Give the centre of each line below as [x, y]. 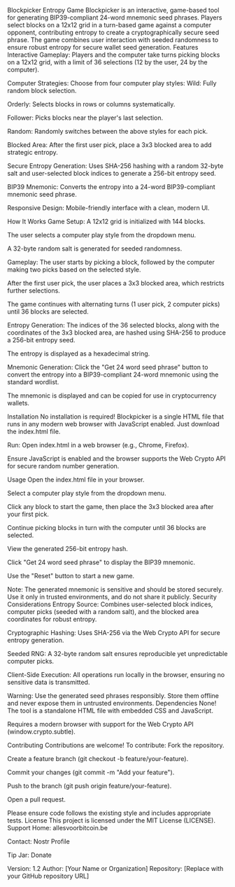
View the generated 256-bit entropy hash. [67, 549]
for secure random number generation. [63, 466]
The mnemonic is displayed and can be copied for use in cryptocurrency [112, 396]
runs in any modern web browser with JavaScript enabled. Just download [114, 424]
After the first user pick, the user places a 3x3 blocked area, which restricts [116, 283]
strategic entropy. [33, 152]
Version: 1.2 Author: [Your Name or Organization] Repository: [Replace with [115, 868]
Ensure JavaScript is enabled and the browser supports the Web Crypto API [116, 459]
